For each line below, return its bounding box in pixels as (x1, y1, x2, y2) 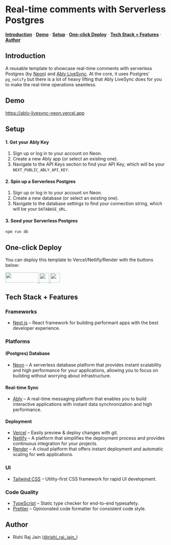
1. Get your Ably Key (5, 139, 50, 145)
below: (5, 262, 19, 268)
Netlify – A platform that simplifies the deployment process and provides (12, 435, 165, 441)
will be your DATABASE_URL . (12, 206, 67, 212)
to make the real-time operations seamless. (5, 81, 97, 87)
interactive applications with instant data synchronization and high (12, 401, 152, 407)
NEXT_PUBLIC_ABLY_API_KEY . (12, 167, 69, 173)
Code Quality (5, 488, 39, 495)
